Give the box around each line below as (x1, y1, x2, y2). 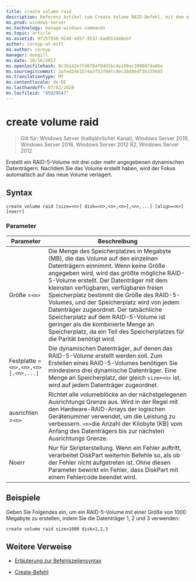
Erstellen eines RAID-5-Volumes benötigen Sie (48, 359, 178, 367)
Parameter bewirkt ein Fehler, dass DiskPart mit (48, 466, 178, 474)
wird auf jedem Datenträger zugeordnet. (48, 381, 159, 389)
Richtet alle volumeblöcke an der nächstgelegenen (48, 390, 187, 398)
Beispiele (6, 493, 41, 503)
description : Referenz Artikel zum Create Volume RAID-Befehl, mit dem (6, 14, 184, 20)
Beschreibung (97, 237, 138, 245)
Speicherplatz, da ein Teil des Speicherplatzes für (48, 327, 185, 335)
